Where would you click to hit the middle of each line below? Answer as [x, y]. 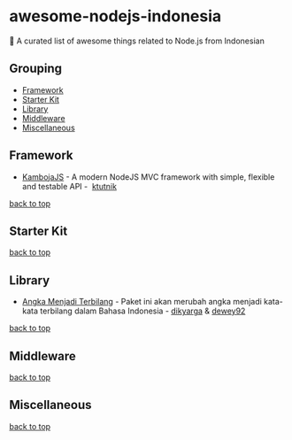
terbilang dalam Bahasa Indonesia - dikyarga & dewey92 [142, 311]
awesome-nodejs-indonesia [115, 16]
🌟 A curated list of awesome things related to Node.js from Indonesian [137, 41]
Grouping [36, 69]
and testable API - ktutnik [69, 186]
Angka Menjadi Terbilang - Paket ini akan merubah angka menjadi [142, 302]
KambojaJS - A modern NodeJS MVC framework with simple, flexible [148, 177]
